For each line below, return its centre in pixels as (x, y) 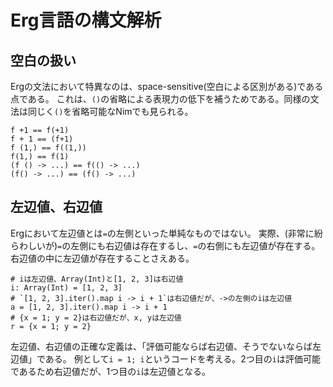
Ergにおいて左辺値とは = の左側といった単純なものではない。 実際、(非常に (162, 233)
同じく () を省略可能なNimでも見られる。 (110, 111)
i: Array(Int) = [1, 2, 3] (66, 287)
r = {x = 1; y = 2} (51, 326)
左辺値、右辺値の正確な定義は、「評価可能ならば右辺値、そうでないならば (161, 346)
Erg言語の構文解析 (86, 20)
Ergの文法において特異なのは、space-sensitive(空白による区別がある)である (167, 86)
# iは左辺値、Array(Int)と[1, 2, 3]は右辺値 (97, 279)
